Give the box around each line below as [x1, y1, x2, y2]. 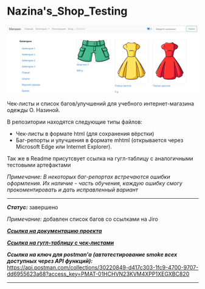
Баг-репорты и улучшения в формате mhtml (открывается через [15, 136, 184, 144]
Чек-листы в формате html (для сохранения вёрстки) [15, 130, 155, 137]
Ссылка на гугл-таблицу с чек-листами [7, 239, 114, 246]
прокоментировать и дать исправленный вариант [7, 186, 139, 193]
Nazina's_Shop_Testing [7, 4, 128, 18]
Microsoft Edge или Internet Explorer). [15, 143, 112, 150]
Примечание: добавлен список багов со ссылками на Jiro [7, 215, 159, 223]
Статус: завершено [7, 203, 58, 211]
